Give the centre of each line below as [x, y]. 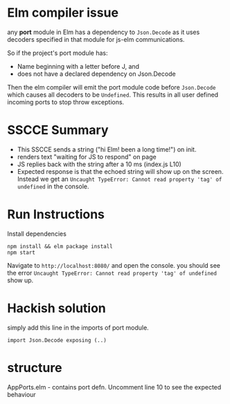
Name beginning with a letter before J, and [78, 66]
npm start [21, 252]
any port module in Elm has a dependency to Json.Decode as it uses [104, 32]
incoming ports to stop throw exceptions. [66, 102]
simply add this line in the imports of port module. [78, 328]
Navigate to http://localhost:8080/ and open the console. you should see [114, 265]
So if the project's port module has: [57, 53]
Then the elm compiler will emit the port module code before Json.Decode [112, 87]
